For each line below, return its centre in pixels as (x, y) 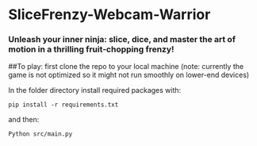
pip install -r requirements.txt (63, 105)
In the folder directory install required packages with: (95, 90)
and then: (24, 120)
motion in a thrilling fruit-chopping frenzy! (91, 49)
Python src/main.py (40, 134)
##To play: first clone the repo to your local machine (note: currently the (126, 67)
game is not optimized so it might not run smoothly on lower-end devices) (129, 75)
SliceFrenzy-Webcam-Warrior (109, 15)
